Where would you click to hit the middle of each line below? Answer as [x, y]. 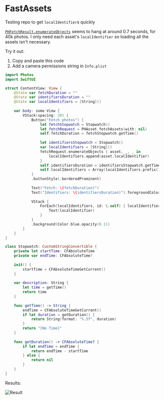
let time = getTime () [45, 288]
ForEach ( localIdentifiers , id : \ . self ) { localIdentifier [100, 206]
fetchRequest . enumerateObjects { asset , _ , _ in [90, 152]
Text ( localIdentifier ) [72, 211]
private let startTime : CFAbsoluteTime [54, 251]
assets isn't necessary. [28, 41]
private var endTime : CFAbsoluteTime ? [53, 256]
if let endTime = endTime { [51, 346]
